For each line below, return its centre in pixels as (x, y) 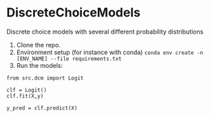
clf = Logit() (27, 90)
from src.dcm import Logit (45, 78)
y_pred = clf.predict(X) (42, 108)
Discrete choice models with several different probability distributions (105, 32)
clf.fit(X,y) (25, 96)
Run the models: (40, 65)
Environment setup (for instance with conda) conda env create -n (110, 52)
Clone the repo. (39, 45)
